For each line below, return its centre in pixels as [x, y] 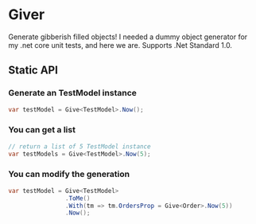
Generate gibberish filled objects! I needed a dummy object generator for [128, 37]
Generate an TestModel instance [73, 93]
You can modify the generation [69, 175]
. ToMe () [78, 198]
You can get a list [42, 130]
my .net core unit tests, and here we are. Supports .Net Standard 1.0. [120, 45]
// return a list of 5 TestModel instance [80, 146]
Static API [33, 71]
